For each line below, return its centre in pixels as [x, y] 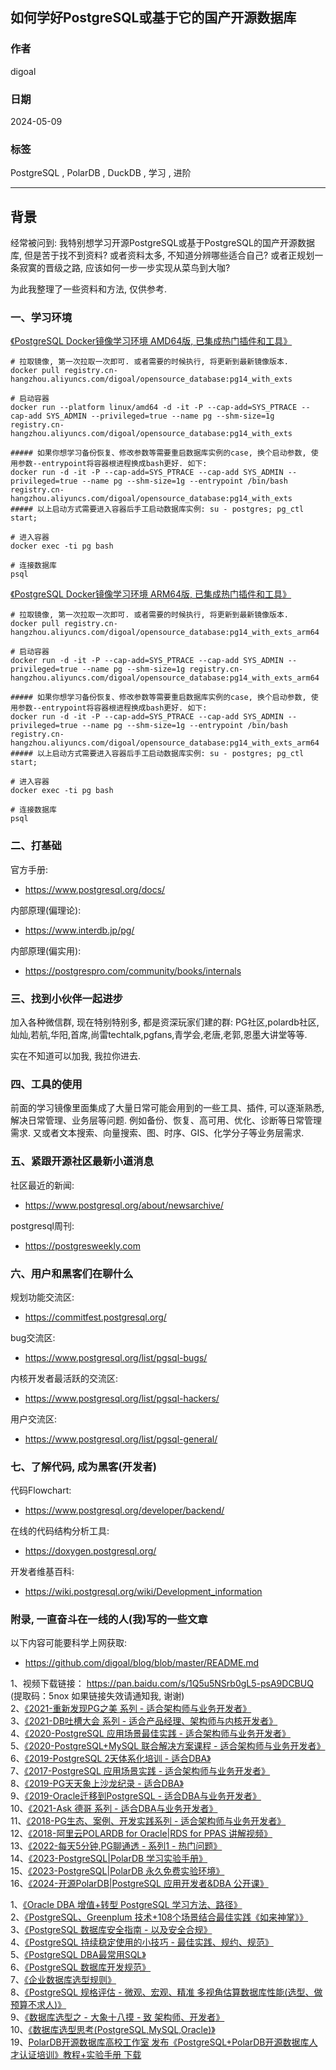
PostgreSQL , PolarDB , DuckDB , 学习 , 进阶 [101, 173]
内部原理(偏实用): [46, 950]
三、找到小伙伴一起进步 [66, 998]
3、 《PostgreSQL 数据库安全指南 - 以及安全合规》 [111, 1930]
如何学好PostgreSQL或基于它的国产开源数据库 [153, 18]
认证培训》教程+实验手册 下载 [80, 2055]
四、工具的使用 [46, 1084]
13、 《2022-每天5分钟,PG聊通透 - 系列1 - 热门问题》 [116, 1846]
